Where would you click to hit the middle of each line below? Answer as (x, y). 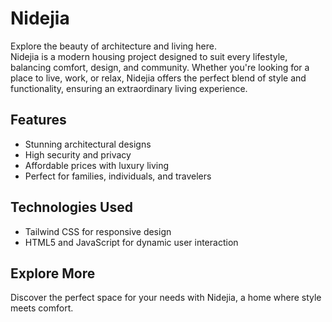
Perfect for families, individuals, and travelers (118, 176)
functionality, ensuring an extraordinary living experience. (129, 88)
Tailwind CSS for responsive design (98, 231)
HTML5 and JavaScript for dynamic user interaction (131, 242)
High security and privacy (78, 154)
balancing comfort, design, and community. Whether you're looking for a (160, 67)
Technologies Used (71, 207)
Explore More (53, 273)
